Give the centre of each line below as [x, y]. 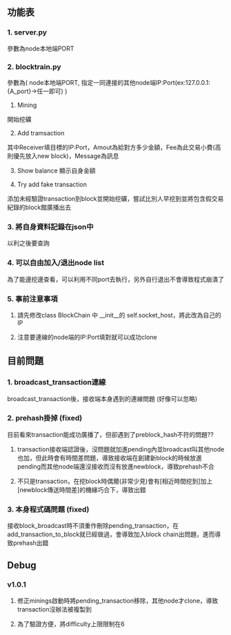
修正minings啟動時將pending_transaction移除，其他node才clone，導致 [118, 600]
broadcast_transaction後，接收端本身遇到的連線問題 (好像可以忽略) [102, 398]
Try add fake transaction [52, 184]
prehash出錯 [31, 543]
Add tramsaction [41, 133]
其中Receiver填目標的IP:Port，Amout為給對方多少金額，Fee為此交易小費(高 [114, 147]
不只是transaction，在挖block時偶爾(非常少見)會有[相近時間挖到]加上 [115, 481]
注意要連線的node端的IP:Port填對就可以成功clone [87, 337]
